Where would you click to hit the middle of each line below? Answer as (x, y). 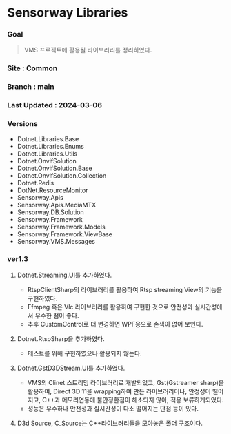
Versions (22, 124)
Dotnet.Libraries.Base (48, 138)
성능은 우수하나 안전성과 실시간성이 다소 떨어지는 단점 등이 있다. (113, 409)
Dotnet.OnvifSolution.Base (54, 168)
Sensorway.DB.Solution (50, 212)
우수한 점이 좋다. (57, 316)
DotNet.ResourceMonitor (52, 190)
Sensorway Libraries (68, 13)
